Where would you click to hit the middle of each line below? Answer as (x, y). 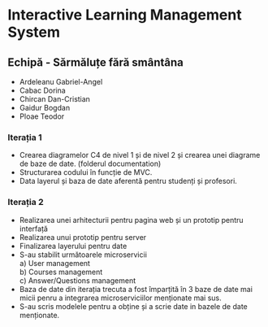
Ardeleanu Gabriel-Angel (61, 82)
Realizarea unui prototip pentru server (83, 237)
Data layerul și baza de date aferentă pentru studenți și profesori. (128, 181)
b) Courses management (61, 272)
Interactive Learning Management (125, 15)
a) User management (55, 263)
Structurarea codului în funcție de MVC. (86, 172)
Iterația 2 (26, 203)
